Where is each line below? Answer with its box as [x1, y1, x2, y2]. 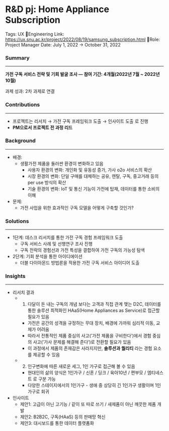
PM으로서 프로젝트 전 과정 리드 [12, 124, 73, 130]
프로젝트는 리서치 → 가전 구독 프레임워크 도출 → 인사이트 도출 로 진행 [12, 118, 148, 124]
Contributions [5, 101, 40, 108]
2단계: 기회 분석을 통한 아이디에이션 [12, 254, 83, 260]
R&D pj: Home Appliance [5, 4, 110, 15]
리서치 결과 [12, 290, 35, 296]
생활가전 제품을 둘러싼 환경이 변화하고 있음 [20, 160, 104, 166]
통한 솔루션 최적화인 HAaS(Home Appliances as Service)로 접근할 [27, 307, 160, 314]
